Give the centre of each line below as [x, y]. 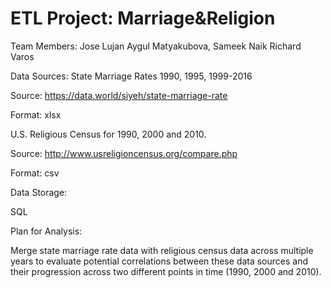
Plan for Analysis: [46, 231]
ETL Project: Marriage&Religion [143, 18]
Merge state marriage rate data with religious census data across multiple [162, 250]
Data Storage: [39, 192]
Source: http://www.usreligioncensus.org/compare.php [124, 153]
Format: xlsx [36, 114]
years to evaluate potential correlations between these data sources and [159, 261]
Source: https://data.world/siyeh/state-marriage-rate [119, 95]
